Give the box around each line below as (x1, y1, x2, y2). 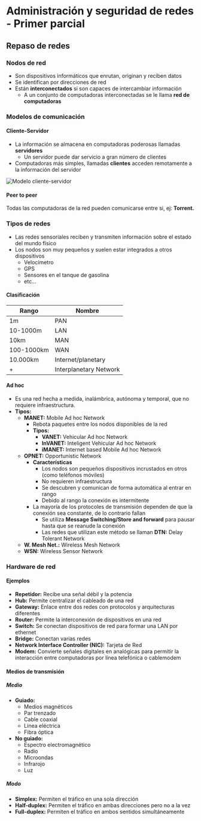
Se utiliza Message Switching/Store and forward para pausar (41, 515, 195, 523)
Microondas (23, 753, 54, 761)
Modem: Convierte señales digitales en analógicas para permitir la (14, 648, 179, 655)
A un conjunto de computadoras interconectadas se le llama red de (23, 91, 190, 98)
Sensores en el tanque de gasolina (23, 271, 109, 279)
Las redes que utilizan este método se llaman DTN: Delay (41, 528, 183, 536)
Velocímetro (23, 258, 54, 265)
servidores (14, 147, 43, 154)
